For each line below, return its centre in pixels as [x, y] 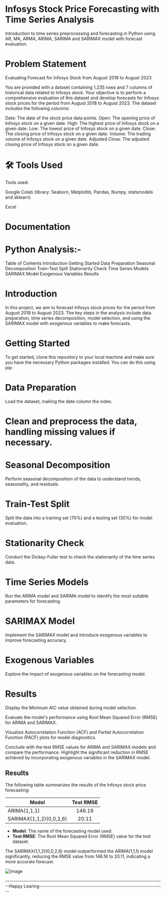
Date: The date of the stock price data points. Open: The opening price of [80, 118]
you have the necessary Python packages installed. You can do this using [80, 362]
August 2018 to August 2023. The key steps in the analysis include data [78, 313]
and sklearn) [18, 197]
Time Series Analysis [50, 20]
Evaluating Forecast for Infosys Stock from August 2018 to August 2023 [79, 77]
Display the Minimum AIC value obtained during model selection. [71, 708]
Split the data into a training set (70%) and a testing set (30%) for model [79, 518]
